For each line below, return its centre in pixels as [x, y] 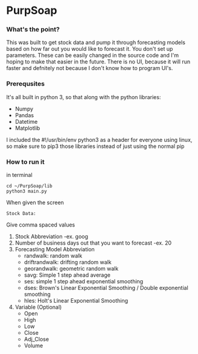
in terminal [19, 175]
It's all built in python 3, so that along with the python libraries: [84, 97]
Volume [34, 346]
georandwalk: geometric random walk [71, 269]
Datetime [26, 121]
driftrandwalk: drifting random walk [68, 262]
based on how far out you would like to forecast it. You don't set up [90, 49]
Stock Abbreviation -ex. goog [52, 237]
